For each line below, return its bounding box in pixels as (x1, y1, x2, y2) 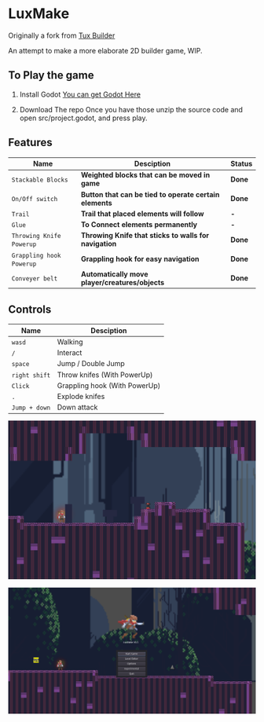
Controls (8, 302, 52, 316)
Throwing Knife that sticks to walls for (81, 231, 210, 240)
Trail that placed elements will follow (81, 209, 204, 218)
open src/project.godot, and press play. (19, 113, 148, 123)
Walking (57, 337, 84, 346)
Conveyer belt (11, 275, 58, 283)
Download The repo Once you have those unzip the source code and (19, 104, 244, 114)
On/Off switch (11, 196, 58, 203)
